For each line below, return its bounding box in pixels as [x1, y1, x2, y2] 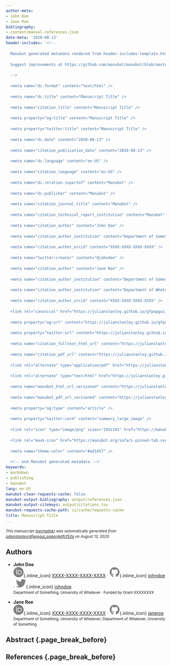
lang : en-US [6, 486, 31, 491]
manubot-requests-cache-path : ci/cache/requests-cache [6, 508, 124, 513]
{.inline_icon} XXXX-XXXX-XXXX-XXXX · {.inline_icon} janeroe [23, 610, 164, 616]
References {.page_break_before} [6, 653, 116, 661]
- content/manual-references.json [6, 30, 79, 35]
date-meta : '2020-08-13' [6, 35, 58, 40]
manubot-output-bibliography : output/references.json [6, 497, 122, 502]
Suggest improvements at [10, 62, 63, 67]
